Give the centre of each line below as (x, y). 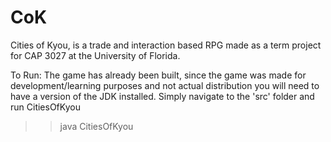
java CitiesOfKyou (96, 126)
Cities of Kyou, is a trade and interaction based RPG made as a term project (166, 45)
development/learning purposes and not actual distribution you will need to (165, 85)
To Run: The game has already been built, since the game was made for (158, 75)
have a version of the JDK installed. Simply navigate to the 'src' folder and (162, 96)
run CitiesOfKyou (45, 107)
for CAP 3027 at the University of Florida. (95, 55)
